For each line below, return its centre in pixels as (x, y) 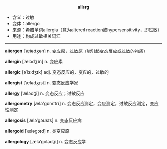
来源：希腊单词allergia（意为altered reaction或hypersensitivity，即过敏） (87, 30)
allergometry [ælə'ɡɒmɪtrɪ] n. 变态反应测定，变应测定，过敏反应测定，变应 (82, 104)
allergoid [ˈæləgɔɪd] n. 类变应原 (37, 131)
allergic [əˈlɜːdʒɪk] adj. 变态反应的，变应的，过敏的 (57, 72)
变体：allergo (26, 24)
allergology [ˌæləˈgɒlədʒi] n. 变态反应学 (45, 141)
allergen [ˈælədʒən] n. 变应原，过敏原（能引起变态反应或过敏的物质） (77, 51)
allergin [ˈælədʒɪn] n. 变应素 (34, 62)
